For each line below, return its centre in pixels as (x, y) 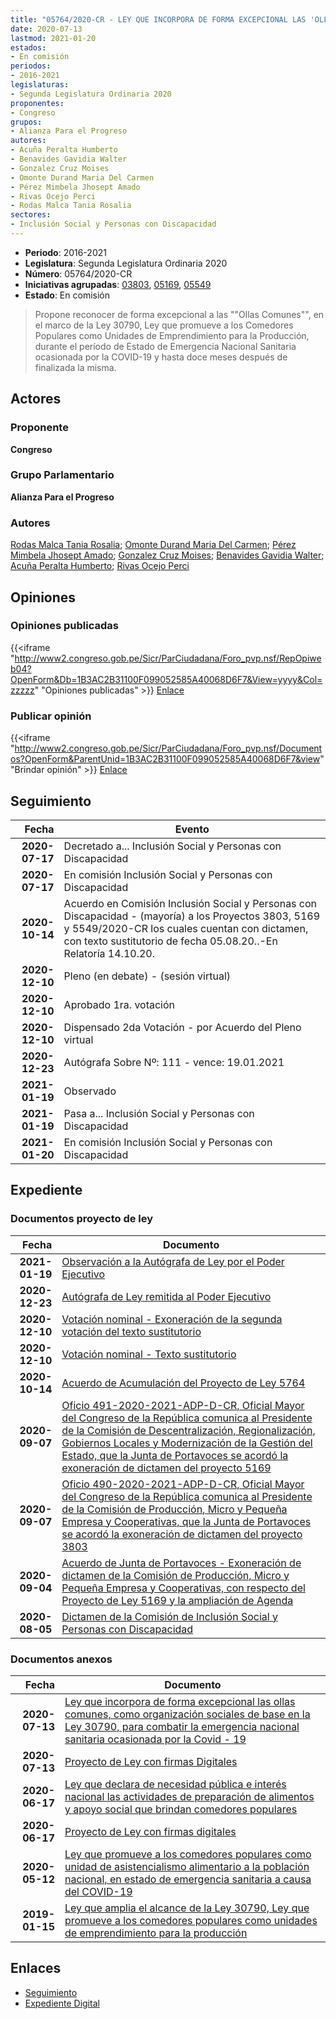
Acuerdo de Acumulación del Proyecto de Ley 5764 (183, 1383)
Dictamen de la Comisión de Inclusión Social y (169, 1616)
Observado (90, 1091)
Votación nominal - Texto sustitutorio (149, 1354)
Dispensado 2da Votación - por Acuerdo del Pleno (182, 1027)
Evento (192, 829)
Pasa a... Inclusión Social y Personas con (159, 1113)
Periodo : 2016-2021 (65, 252)
